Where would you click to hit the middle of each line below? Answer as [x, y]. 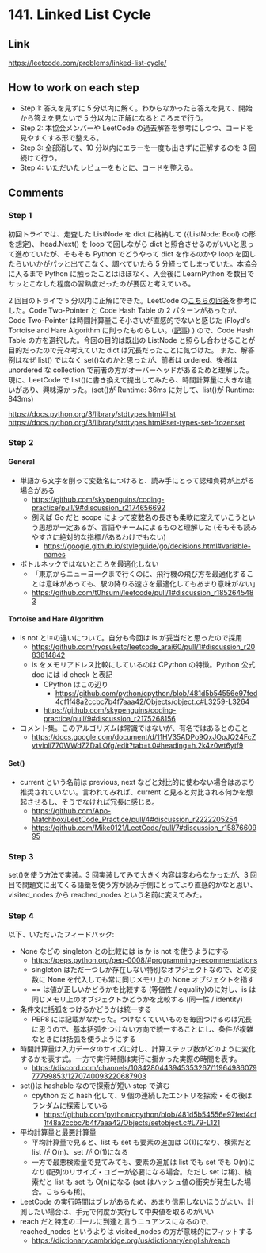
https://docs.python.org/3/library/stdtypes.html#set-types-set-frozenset [127, 422]
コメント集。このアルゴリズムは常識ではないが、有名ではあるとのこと [134, 728]
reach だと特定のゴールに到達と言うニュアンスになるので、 [116, 1221]
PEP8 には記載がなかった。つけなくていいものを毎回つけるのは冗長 [142, 1019]
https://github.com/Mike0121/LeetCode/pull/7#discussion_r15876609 [144, 828]
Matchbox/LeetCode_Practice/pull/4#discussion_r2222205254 [135, 820]
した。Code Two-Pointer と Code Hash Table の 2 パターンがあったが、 [125, 310]
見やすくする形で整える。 [61, 137]
